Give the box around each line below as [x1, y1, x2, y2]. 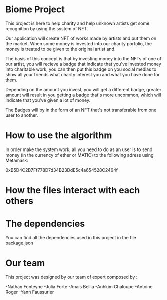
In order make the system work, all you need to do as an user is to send [5, 146, 153, 153]
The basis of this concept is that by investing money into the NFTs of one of [5, 55, 162, 61]
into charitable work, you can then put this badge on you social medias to [5, 66, 157, 72]
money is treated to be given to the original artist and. [5, 46, 116, 52]
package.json [5, 240, 34, 246]
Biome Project [5, 4, 65, 15]
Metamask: [5, 157, 29, 163]
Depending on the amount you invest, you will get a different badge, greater [5, 86, 162, 92]
